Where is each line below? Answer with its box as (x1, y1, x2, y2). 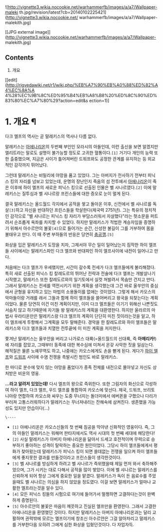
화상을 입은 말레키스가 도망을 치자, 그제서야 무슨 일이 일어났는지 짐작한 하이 (5, 241, 148, 248)
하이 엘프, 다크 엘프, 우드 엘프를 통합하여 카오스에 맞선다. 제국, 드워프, (10, 387, 142, 393)
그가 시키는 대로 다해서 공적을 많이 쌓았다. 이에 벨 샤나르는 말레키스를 (26, 467, 158, 473)
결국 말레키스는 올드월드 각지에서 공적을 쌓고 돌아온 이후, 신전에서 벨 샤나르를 (5, 201, 152, 207)
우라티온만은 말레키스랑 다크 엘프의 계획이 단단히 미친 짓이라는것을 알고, (14, 313, 151, 319)
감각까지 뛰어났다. (14, 162, 48, 168)
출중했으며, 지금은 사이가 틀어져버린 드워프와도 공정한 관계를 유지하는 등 (10, 156, 147, 161)
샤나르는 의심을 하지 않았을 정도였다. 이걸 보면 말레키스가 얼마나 (30, 479, 151, 485)
